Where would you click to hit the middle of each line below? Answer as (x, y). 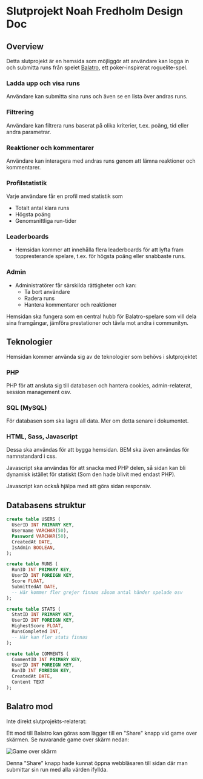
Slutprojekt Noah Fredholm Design (95, 11)
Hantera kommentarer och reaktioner (70, 304)
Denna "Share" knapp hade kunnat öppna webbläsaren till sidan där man (97, 763)
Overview (25, 46)
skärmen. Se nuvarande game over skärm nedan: (68, 740)
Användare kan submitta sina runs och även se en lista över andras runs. (97, 97)
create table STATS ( (34, 609)
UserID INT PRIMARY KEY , (43, 525)
